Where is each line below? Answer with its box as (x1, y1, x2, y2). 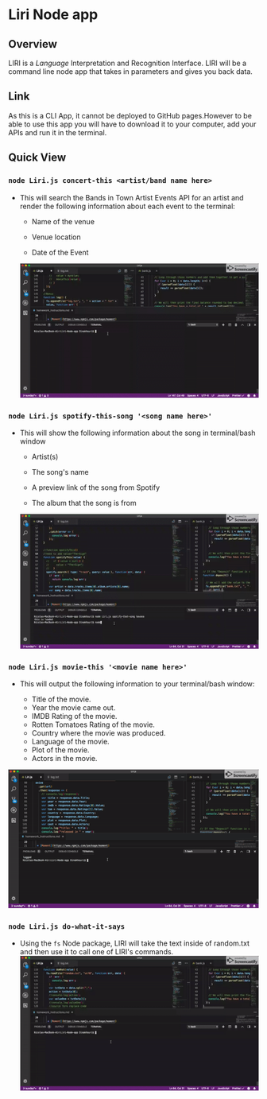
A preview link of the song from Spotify (31, 483, 161, 492)
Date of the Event (31, 247, 89, 257)
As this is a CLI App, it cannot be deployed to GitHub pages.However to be (8, 111, 253, 120)
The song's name (31, 468, 89, 477)
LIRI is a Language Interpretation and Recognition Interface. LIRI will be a (8, 58, 247, 68)
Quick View (8, 151, 67, 165)
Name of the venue (31, 216, 95, 226)
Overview (8, 37, 58, 51)
